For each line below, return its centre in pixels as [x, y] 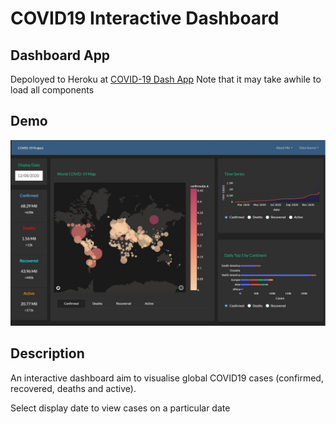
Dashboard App [60, 55]
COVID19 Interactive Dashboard [145, 18]
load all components [52, 90]
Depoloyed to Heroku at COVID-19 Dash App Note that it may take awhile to [166, 79]
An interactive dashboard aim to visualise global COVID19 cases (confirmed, [167, 378]
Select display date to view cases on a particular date [120, 408]
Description [47, 353]
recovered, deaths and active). [73, 388]
